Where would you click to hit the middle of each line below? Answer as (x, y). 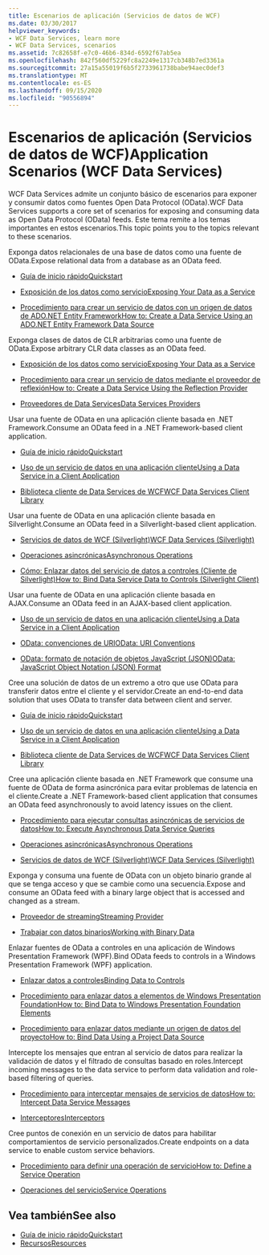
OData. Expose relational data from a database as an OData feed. (115, 261)
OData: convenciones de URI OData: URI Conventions (107, 643)
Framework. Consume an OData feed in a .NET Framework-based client (126, 428)
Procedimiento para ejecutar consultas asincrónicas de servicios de (132, 821)
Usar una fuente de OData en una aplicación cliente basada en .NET (121, 419)
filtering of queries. (62, 1078)
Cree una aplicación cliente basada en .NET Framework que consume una (131, 779)
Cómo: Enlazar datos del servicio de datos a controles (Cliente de (128, 571)
